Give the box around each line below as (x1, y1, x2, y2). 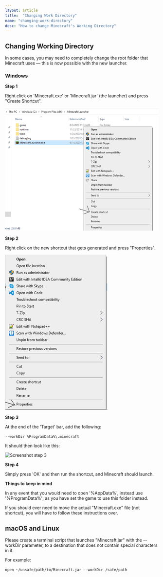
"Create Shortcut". (5, 98, 42, 104)
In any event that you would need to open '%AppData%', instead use (5, 490, 143, 496)
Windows (5, 72, 28, 79)
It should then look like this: (5, 443, 60, 449)
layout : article (5, 8, 38, 13)
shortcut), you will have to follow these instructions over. (5, 510, 118, 516)
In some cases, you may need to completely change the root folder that (5, 55, 148, 61)
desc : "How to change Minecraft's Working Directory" (5, 23, 117, 28)
